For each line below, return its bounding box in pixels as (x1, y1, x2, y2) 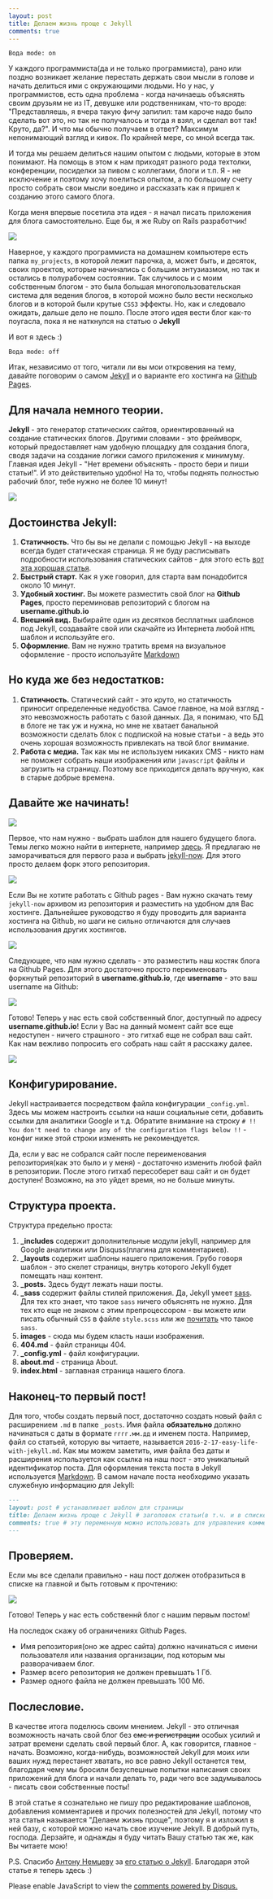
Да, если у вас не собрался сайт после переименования (8, 1149, 207, 1159)
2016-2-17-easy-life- (185, 1438, 258, 1447)
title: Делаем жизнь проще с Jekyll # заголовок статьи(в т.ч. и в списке (8, 1511, 267, 1519)
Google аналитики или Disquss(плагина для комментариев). (19, 1245, 229, 1254)
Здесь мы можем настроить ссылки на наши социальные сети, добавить (8, 1108, 264, 1118)
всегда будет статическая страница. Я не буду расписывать (19, 546, 231, 555)
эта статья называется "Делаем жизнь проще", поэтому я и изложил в (8, 1815, 254, 1825)
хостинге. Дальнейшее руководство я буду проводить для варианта (8, 907, 246, 917)
